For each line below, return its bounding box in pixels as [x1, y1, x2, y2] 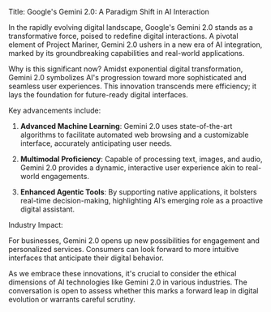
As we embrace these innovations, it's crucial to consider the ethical [8, 269, 237, 278]
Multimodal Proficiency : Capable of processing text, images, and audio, [19, 154, 263, 164]
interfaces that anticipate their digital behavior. [8, 253, 165, 263]
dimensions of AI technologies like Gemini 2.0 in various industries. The [8, 277, 247, 287]
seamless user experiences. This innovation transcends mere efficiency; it [8, 81, 257, 91]
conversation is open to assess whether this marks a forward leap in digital [8, 286, 259, 295]
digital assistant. [19, 204, 75, 214]
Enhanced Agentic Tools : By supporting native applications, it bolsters [19, 187, 257, 197]
